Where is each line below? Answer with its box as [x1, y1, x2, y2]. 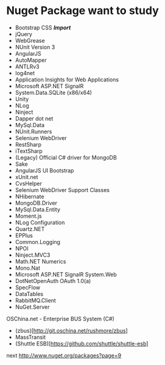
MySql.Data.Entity [15, 205, 61, 213]
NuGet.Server [15, 303, 50, 311]
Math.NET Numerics [15, 257, 66, 265]
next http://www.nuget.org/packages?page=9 [6, 352, 122, 359]
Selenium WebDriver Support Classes [15, 186, 110, 193]
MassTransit [15, 333, 46, 341]
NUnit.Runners [15, 128, 52, 135]
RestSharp [15, 141, 41, 148]
